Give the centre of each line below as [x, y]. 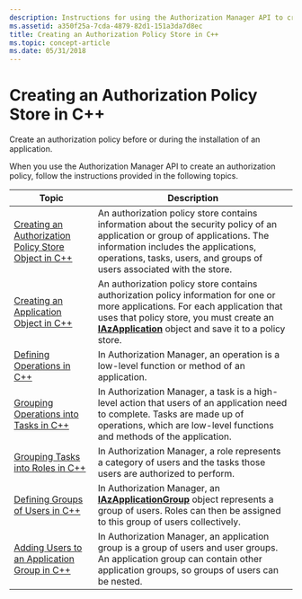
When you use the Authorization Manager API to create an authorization [142, 166]
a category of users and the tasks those [182, 462]
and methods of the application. [164, 436]
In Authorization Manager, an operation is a [189, 355]
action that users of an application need [204, 403]
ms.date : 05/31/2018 [48, 51]
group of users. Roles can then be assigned [189, 511]
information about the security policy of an [187, 225]
